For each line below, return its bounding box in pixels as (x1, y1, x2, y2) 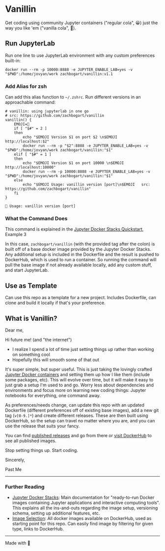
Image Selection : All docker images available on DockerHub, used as (12, 516, 152, 521)
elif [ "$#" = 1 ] (14, 152, 52, 157)
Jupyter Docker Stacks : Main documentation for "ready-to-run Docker (12, 494, 155, 501)
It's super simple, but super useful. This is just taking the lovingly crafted (5, 366, 152, 372)
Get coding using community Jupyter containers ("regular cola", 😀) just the (5, 20, 158, 26)
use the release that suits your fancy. (5, 423, 80, 429)
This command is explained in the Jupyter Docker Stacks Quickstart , (5, 226, 144, 232)
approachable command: (5, 100, 56, 105)
